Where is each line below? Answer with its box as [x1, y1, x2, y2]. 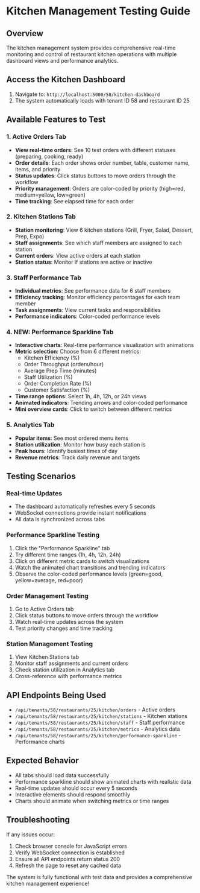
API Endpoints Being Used [6, 690, 107, 701]
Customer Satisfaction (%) [23, 386, 90, 393]
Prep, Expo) [14, 232, 45, 240]
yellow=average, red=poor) [14, 576, 83, 583]
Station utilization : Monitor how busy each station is [14, 440, 146, 448]
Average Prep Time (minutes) [23, 367, 97, 375]
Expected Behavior [6, 755, 80, 766]
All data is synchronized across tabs [14, 516, 105, 523]
